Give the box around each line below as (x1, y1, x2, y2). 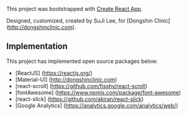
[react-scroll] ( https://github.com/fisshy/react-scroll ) (15, 82, 147, 89)
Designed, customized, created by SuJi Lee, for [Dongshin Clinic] (6, 17, 171, 24)
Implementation (6, 41, 68, 51)
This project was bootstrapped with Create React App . (6, 6, 143, 12)
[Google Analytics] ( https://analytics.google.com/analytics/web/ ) (15, 102, 178, 109)
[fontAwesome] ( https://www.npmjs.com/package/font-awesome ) (15, 89, 182, 96)
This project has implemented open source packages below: (6, 57, 158, 65)
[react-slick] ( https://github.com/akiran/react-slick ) (15, 95, 144, 103)
